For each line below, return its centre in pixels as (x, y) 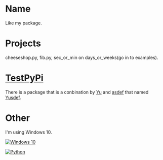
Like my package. (24, 23)
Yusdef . (13, 98)
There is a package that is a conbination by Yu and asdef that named (77, 92)
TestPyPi (24, 78)
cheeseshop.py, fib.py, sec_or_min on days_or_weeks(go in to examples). (82, 57)
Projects (23, 43)
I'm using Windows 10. (29, 132)
